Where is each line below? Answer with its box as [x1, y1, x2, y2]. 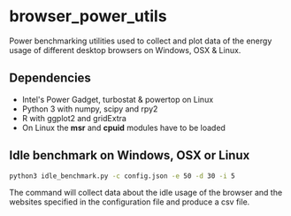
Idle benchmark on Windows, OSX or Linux [9, 148, 250, 163]
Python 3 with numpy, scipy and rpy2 [21, 104, 158, 114]
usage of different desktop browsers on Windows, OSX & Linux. [9, 44, 241, 55]
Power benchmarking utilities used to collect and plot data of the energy [9, 35, 272, 46]
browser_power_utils [9, 6, 167, 27]
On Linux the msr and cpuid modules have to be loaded [21, 122, 226, 133]
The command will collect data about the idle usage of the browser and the [9, 188, 283, 198]
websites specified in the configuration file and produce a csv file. [9, 197, 250, 207]
